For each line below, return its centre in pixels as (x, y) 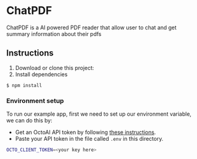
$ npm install (24, 85)
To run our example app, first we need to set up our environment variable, (99, 114)
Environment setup (35, 101)
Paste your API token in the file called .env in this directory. (89, 139)
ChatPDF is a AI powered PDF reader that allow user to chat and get (91, 27)
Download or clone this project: (55, 68)
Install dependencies (41, 74)
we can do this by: (30, 121)
